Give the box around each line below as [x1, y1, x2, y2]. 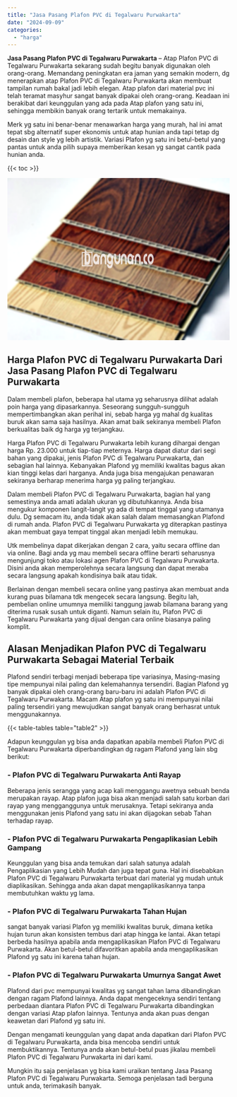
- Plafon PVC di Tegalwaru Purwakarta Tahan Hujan [7, 906, 187, 916]
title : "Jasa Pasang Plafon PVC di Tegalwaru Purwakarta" [7, 11, 181, 18]
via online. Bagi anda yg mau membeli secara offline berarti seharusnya [7, 548, 215, 557]
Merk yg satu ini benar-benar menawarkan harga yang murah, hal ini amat [7, 120, 223, 129]
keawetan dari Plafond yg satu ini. [7, 1016, 106, 1025]
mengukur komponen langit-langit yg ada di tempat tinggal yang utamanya [7, 505, 224, 513]
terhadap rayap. [7, 816, 54, 825]
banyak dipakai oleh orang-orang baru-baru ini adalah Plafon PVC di [7, 688, 206, 696]
